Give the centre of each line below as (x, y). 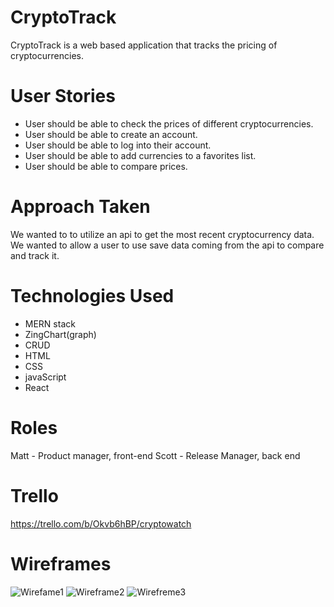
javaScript (45, 377)
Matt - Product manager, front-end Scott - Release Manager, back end (155, 455)
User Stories (63, 96)
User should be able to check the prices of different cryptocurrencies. (169, 123)
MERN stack (50, 323)
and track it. (35, 255)
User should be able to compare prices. (106, 166)
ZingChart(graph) (60, 334)
